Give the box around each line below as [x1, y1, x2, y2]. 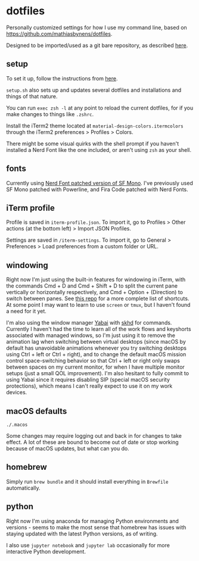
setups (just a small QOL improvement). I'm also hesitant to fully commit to [6, 370, 189, 377]
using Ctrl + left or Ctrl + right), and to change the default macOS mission [6, 351, 186, 358]
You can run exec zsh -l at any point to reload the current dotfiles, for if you [6, 104, 194, 111]
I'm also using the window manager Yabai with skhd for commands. [6, 319, 172, 326]
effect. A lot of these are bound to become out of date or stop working [6, 439, 179, 445]
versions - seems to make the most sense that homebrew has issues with [6, 523, 186, 531]
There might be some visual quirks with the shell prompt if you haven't [6, 140, 179, 147]
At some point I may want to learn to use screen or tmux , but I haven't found [6, 301, 191, 308]
